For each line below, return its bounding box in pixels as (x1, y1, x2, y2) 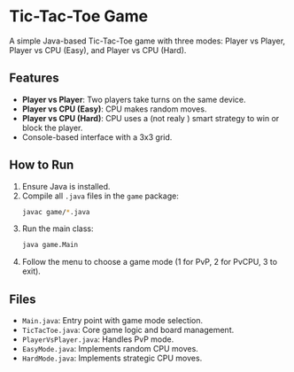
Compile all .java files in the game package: (21, 190, 179, 201)
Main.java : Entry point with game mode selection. (21, 315, 204, 326)
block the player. (21, 122, 83, 133)
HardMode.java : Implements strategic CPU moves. (21, 353, 203, 364)
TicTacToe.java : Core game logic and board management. (21, 325, 235, 336)
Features (9, 71, 59, 86)
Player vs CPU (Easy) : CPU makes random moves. (21, 104, 207, 114)
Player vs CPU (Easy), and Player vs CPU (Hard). (9, 44, 187, 55)
